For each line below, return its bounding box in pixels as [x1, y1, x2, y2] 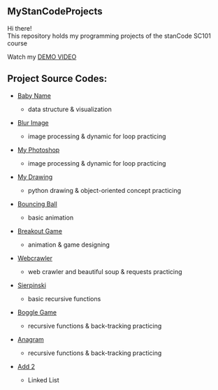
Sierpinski [17, 281, 47, 289]
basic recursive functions [27, 294, 101, 303]
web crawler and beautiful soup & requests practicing [27, 267, 183, 275]
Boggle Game [17, 308, 57, 317]
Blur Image [17, 118, 49, 127]
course [7, 38, 28, 48]
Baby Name [17, 91, 51, 100]
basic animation [27, 213, 74, 222]
